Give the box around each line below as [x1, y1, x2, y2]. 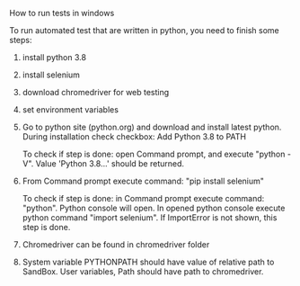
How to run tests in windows [9, 8, 115, 18]
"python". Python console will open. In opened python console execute [22, 202, 286, 213]
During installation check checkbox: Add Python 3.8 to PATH [22, 131, 247, 142]
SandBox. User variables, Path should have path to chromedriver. [22, 266, 264, 277]
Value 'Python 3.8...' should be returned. [35, 158, 185, 169]
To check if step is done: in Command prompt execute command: [22, 193, 265, 203]
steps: [9, 35, 32, 45]
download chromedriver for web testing [22, 87, 170, 97]
